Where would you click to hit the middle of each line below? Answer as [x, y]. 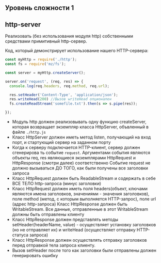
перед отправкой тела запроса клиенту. [54, 245]
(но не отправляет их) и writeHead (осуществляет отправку [74, 230]
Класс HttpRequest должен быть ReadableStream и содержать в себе [84, 178]
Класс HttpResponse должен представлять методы [65, 219]
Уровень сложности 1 [40, 8]
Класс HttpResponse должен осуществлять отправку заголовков [79, 240]
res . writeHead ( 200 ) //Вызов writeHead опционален [60, 99]
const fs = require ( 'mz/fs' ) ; [36, 64]
